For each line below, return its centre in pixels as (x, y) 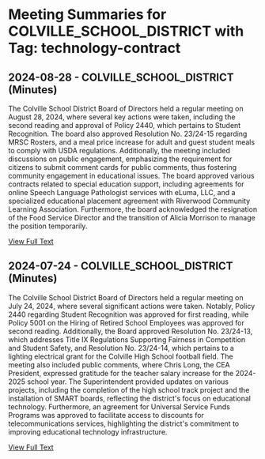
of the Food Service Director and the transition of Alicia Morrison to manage (132, 218)
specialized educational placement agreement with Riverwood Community (129, 201)
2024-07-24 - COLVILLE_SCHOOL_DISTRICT (121, 266)
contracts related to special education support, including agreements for (126, 184)
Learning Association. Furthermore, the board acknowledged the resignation (133, 209)
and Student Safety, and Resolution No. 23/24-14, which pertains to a (121, 348)
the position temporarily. (48, 226)
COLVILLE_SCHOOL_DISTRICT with (126, 31)
